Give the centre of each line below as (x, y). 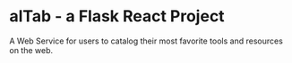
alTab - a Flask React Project (117, 16)
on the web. (31, 50)
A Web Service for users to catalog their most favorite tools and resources (146, 41)
